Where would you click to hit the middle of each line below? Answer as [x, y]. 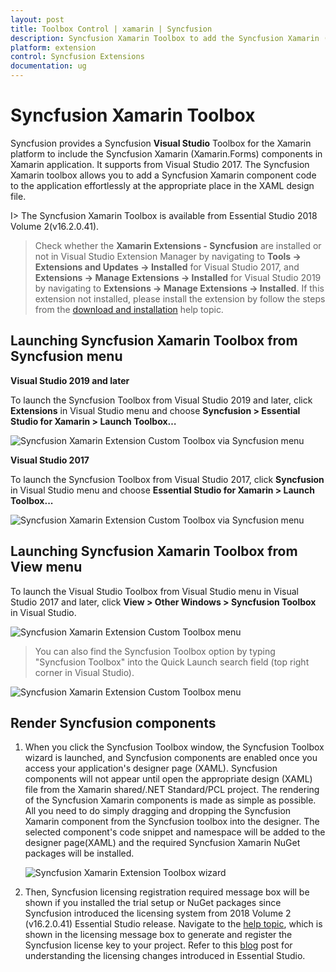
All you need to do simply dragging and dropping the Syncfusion [158, 811]
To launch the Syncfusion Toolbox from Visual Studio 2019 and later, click [161, 400]
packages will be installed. [79, 853]
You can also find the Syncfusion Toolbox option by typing [155, 651]
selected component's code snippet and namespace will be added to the [175, 832]
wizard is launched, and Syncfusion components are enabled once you [171, 758]
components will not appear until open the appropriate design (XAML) [168, 779]
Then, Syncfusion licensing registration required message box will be [167, 892]
